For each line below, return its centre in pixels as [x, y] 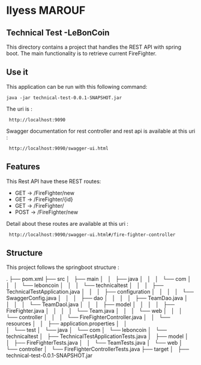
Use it [17, 72]
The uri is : [19, 109]
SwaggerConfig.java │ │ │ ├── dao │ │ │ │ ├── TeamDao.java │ [97, 298]
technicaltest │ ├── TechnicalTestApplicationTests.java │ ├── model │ [97, 336]
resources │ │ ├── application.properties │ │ [67, 324]
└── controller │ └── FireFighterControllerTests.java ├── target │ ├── [98, 349]
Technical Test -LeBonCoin [58, 33]
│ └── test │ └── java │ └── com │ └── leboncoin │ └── [86, 330]
